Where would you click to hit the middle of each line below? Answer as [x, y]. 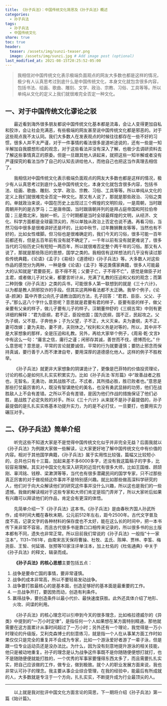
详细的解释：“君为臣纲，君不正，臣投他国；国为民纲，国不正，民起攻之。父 [83, 315]
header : [13, 47]
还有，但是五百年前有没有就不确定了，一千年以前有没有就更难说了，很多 [88, 240]
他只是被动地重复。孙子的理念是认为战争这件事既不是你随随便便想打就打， [81, 652]
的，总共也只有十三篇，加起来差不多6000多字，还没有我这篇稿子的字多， [80, 461]
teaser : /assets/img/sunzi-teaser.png [50, 51]
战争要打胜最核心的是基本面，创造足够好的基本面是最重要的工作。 [80, 586]
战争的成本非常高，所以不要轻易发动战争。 [56, 579]
